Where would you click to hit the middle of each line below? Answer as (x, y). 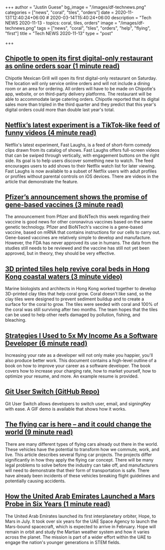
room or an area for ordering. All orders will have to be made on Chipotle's (81, 88)
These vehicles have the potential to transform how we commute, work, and (82, 449)
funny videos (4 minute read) (51, 133)
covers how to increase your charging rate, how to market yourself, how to (81, 371)
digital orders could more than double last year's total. (60, 109)
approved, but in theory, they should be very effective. (60, 254)
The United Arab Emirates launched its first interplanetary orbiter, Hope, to (81, 516)
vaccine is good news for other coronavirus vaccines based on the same (79, 222)
